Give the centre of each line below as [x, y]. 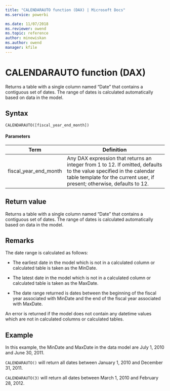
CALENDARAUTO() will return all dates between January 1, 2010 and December [84, 363]
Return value [26, 202]
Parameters [18, 136]
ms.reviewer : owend [26, 28]
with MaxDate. [28, 304]
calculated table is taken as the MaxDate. [55, 283]
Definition [115, 149]
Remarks [20, 240]
